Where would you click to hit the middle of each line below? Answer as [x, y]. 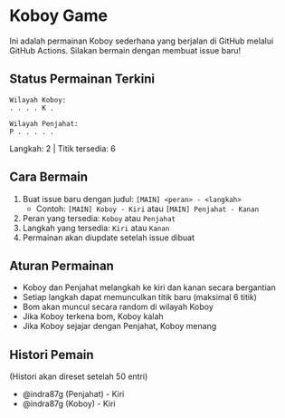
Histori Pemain [52, 355]
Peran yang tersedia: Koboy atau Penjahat [99, 218]
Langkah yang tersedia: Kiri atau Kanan [96, 228]
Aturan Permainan [62, 265]
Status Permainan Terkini [82, 79]
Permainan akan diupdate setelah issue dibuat [109, 238]
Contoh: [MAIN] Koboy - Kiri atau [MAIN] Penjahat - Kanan [147, 209]
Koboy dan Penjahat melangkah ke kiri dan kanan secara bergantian [149, 287]
